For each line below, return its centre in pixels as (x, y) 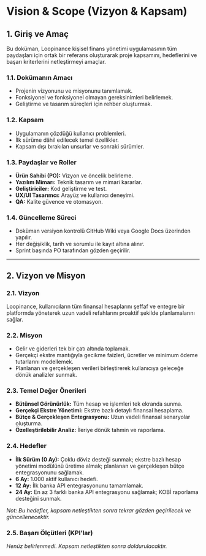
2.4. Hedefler (27, 446)
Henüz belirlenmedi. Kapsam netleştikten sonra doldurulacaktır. (87, 546)
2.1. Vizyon (23, 293)
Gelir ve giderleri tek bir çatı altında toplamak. (73, 349)
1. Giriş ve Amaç (38, 34)
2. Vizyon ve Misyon (46, 275)
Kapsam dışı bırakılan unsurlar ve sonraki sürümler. (79, 146)
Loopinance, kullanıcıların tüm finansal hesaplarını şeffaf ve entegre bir (96, 306)
